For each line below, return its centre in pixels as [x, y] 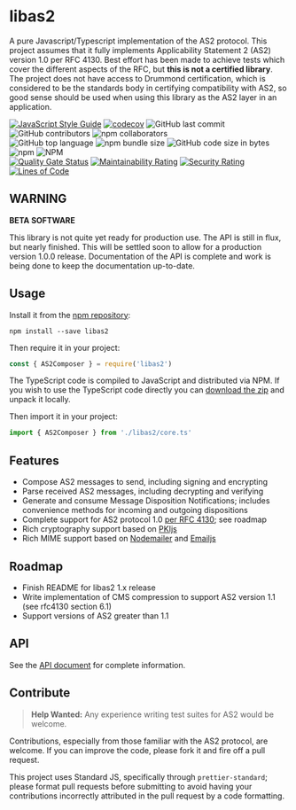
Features [34, 460]
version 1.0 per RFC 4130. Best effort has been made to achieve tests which [147, 59]
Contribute [40, 693]
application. [31, 106]
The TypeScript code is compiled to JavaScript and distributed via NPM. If [144, 381]
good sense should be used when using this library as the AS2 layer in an [143, 97]
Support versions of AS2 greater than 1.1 [95, 615]
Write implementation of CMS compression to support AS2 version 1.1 [149, 596]
